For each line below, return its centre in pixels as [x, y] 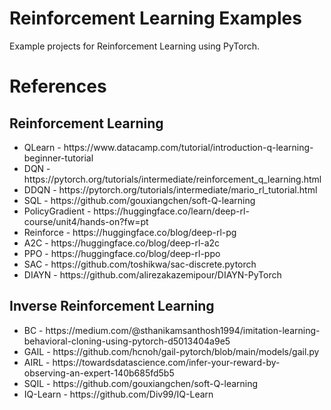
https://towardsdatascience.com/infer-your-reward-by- [166, 362]
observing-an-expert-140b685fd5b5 [99, 373]
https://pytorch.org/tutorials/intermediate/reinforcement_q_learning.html [172, 179]
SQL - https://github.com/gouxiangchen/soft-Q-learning [139, 200]
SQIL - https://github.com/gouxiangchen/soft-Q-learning [141, 383]
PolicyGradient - [57, 211]
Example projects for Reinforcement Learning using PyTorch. [135, 46]
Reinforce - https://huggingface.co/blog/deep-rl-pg [130, 232]
